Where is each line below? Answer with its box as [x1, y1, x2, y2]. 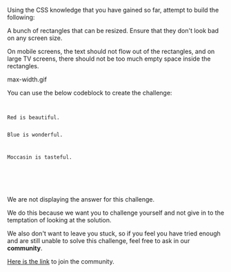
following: [7, 13, 35, 21]
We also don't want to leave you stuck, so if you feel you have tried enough [7, 229, 221, 237]
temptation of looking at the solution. [7, 215, 112, 224]
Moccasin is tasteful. [7, 153, 72, 161]
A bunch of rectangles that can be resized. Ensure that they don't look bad [7, 27, 219, 35]
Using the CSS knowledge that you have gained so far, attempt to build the [7, 6, 219, 14]
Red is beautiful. [7, 114, 60, 121]
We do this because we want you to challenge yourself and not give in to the [7, 208, 225, 217]
